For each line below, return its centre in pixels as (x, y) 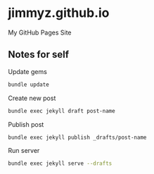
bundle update (29, 85)
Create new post (32, 98)
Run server (24, 151)
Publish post (26, 124)
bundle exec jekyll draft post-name (62, 111)
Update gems (28, 71)
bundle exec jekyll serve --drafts (60, 163)
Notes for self (39, 55)
